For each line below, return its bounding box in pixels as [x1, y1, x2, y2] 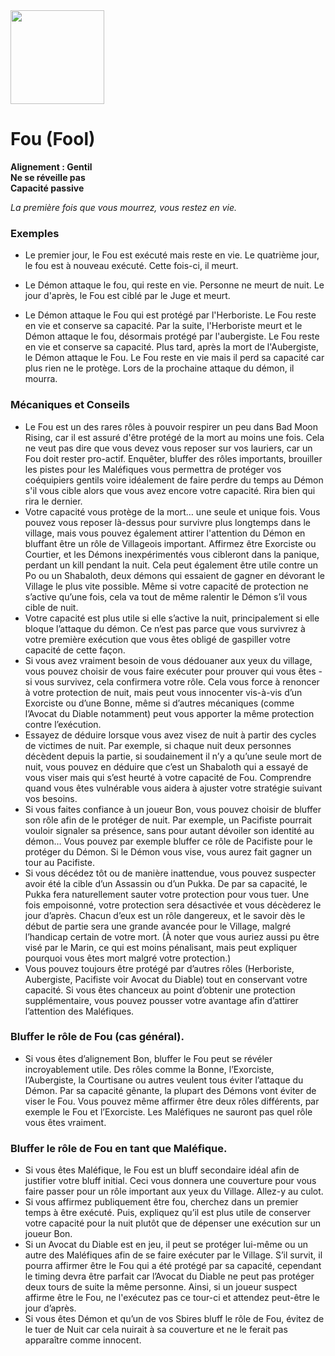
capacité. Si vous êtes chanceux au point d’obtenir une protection [24, 984, 296, 996]
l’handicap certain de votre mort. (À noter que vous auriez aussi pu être [24, 930, 320, 943]
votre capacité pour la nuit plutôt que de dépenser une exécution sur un [24, 1217, 322, 1229]
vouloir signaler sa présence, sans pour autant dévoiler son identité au [24, 824, 315, 836]
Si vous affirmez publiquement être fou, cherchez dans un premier [24, 1196, 299, 1208]
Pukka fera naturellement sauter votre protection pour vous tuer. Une [24, 888, 310, 900]
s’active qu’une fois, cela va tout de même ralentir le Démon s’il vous [24, 590, 308, 603]
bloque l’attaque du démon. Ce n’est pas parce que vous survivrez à [24, 622, 306, 634]
